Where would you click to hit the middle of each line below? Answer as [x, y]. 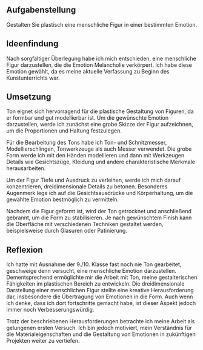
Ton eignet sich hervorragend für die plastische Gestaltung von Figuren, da [100, 111]
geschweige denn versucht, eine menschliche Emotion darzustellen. [92, 271]
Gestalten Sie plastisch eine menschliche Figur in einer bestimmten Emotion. [102, 24]
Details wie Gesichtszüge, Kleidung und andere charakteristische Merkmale [101, 162]
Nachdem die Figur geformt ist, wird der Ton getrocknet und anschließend [99, 211]
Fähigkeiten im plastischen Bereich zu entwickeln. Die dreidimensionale [95, 284]
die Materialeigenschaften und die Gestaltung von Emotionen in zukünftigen [101, 334]
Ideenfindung [32, 44]
